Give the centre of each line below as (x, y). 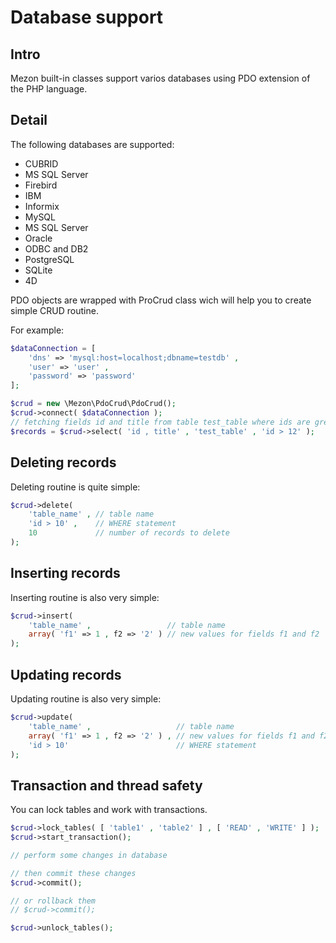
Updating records (66, 674)
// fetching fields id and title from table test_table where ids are (160, 422)
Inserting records (65, 573)
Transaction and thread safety (106, 785)
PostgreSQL (49, 259)
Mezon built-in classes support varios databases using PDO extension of (160, 78)
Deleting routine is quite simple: (75, 487)
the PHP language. (49, 89)
